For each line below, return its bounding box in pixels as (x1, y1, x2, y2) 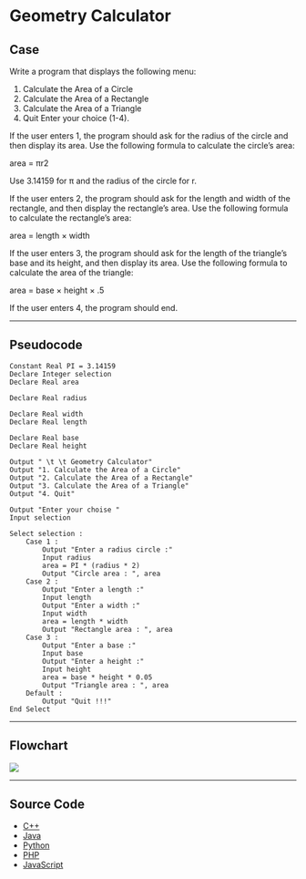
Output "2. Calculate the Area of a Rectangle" (9, 473, 194, 482)
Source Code (9, 797, 85, 812)
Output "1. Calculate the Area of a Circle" (9, 465, 181, 474)
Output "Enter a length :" (42, 584, 145, 594)
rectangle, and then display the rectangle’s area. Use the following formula (9, 202, 289, 213)
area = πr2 (9, 158, 49, 169)
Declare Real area (9, 377, 79, 387)
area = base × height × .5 (9, 284, 105, 295)
